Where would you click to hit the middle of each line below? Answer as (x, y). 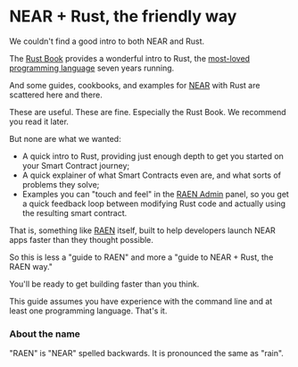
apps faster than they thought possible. (82, 239)
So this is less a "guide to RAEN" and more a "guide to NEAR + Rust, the (141, 257)
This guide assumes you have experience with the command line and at (141, 301)
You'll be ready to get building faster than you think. (104, 284)
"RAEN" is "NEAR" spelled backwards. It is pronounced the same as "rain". (146, 354)
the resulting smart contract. (74, 213)
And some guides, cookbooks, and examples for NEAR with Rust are (135, 85)
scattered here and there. (56, 95)
